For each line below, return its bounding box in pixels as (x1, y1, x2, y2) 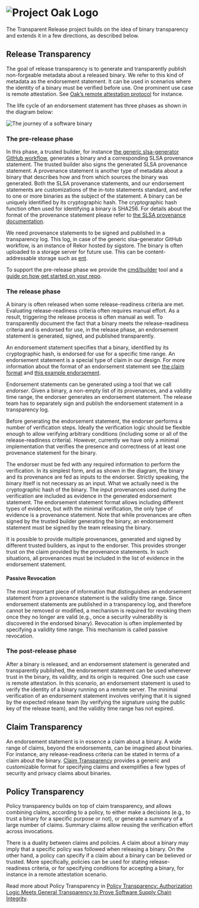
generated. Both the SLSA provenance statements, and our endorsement (6, 180, 185, 187)
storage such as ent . (37, 255, 88, 262)
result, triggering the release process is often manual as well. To (6, 313, 163, 321)
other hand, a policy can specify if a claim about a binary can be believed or (6, 852, 192, 859)
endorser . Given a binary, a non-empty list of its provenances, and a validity (6, 387, 192, 394)
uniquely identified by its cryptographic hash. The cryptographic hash (6, 199, 177, 206)
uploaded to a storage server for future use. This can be (6, 248, 144, 255)
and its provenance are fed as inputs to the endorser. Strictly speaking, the (6, 473, 189, 480)
